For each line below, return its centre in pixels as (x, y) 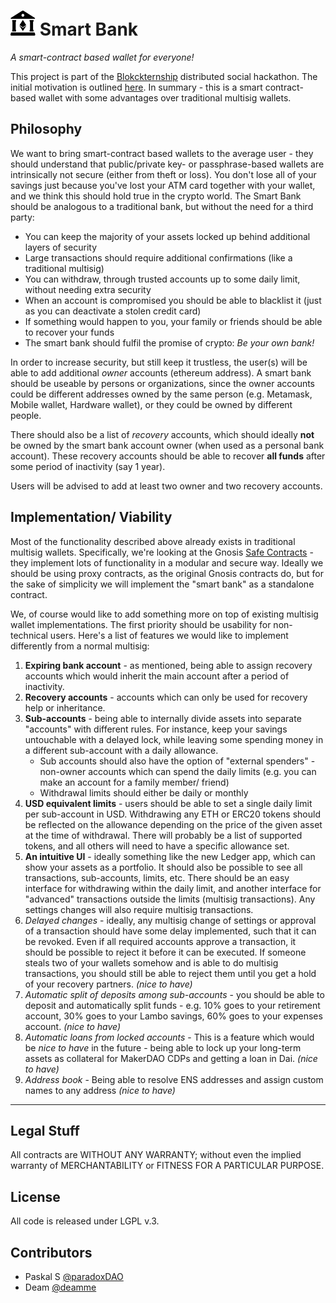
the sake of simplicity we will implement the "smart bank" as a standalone (162, 584)
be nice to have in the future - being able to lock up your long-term (163, 1047)
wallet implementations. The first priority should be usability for (141, 624)
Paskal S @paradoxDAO (74, 1276)
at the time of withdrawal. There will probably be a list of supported (163, 835)
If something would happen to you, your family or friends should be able (173, 321)
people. (26, 415)
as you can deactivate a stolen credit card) (113, 311)
